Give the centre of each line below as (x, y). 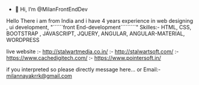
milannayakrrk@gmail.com (39, 76)
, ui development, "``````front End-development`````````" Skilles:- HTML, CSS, (99, 27)
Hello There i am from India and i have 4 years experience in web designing (100, 21)
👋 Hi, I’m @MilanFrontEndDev (51, 9)
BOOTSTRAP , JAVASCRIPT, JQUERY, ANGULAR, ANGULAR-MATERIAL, (96, 34)
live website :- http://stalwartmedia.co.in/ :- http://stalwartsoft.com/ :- (93, 51)
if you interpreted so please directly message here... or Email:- (84, 69)
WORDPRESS (23, 40)
